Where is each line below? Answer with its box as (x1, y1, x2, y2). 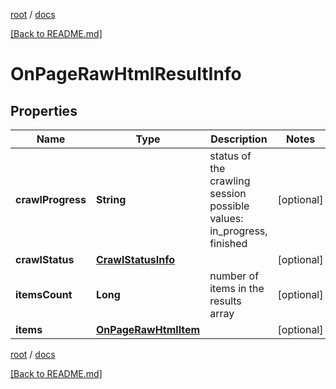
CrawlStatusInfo (95, 253, 176, 266)
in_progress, (209, 224, 268, 238)
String (95, 193, 127, 206)
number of (209, 269, 260, 283)
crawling (209, 174, 251, 188)
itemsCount (15, 288, 73, 301)
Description (210, 132, 268, 146)
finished (209, 237, 248, 250)
